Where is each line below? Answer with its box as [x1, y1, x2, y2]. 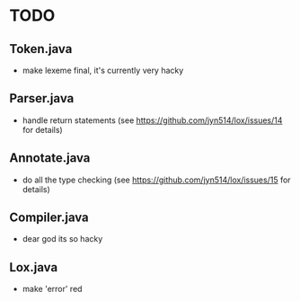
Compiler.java [9, 210, 90, 226]
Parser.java [9, 91, 75, 106]
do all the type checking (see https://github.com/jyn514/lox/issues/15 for [22, 174, 291, 185]
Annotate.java [9, 150, 91, 166]
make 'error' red [22, 284, 83, 295]
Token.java [9, 41, 73, 57]
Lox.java [9, 260, 58, 275]
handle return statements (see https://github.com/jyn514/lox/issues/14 [22, 114, 283, 126]
